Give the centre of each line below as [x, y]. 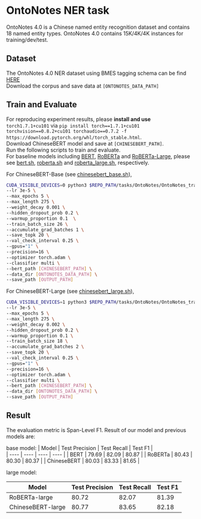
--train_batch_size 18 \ [37, 341]
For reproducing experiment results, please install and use [79, 119]
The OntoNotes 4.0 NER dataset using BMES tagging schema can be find [96, 73]
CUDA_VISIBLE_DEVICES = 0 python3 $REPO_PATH [61, 185]
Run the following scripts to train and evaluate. [63, 150]
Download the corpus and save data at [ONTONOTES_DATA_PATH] [83, 86]
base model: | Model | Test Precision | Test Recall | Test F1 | [80, 448]
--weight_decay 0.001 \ [36, 207]
